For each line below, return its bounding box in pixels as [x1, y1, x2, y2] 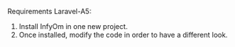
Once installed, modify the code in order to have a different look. [18, 31, 229, 39]
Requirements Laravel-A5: [7, 7, 92, 16]
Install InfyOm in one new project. [18, 22, 128, 31]
